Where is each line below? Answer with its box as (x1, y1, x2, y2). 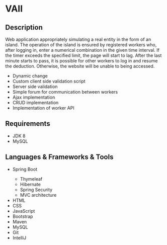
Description (5, 23, 43, 32)
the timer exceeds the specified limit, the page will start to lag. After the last (5, 52, 162, 58)
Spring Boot (12, 166, 38, 172)
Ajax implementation (12, 94, 55, 100)
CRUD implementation (12, 100, 59, 106)
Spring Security (20, 187, 53, 193)
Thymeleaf (20, 176, 43, 182)
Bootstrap (12, 213, 33, 219)
